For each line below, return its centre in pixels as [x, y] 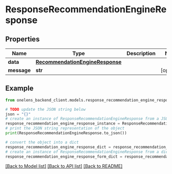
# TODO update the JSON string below [46, 109]
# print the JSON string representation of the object [65, 129]
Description [141, 53]
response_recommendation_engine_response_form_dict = [64, 157]
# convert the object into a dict [42, 142]
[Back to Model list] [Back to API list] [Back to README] [64, 166]
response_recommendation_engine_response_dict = [58, 147]
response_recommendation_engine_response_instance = [63, 123]
